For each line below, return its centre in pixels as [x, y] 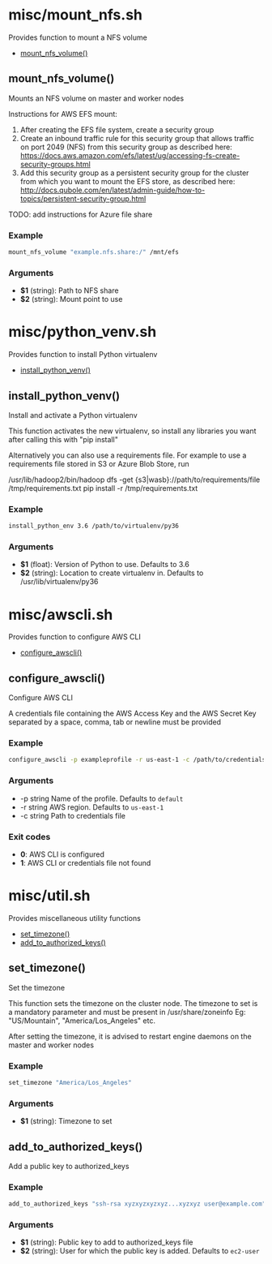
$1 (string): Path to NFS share [69, 290]
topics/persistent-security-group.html [83, 198]
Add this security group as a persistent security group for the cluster [134, 173]
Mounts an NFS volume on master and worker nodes [96, 98]
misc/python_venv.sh [83, 332]
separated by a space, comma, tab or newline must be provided [115, 722]
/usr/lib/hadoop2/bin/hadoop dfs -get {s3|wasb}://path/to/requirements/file [134, 479]
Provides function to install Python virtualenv [83, 355]
